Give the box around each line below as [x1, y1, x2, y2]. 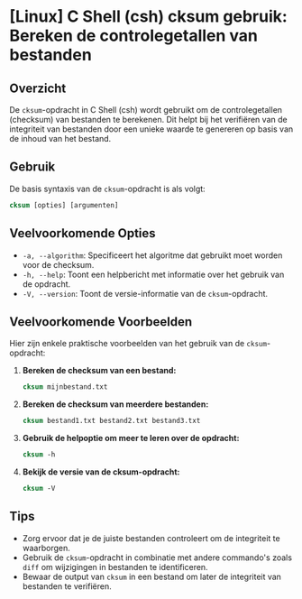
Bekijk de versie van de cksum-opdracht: [22, 466, 180, 477]
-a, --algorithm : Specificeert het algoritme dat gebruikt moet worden [22, 250, 283, 261]
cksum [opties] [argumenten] [9, 200, 119, 209]
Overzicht [9, 80, 67, 96]
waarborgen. [22, 542, 70, 553]
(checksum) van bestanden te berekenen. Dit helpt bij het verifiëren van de [9, 115, 288, 124]
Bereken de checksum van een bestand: [22, 365, 177, 376]
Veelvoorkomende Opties [9, 226, 156, 241]
